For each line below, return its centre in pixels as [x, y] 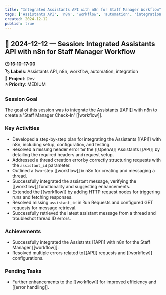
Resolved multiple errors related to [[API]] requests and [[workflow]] [82, 253]
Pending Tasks [23, 271]
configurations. [28, 258]
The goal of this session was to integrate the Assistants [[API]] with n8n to [81, 110]
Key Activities [22, 128]
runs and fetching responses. [42, 197]
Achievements [23, 231]
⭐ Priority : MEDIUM [25, 84]
